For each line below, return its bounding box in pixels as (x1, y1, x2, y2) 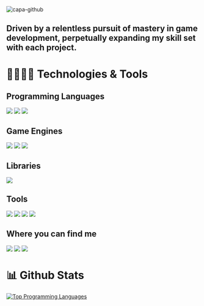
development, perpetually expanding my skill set (6, 33, 196, 43)
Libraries (6, 161, 41, 171)
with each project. (6, 43, 78, 53)
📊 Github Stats (6, 268, 84, 282)
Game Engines (6, 126, 63, 136)
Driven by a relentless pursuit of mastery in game (6, 23, 198, 34)
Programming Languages (6, 91, 105, 101)
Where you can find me (6, 229, 97, 239)
